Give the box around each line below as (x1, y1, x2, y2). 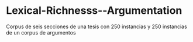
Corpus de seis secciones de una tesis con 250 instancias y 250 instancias (6, 23, 187, 30)
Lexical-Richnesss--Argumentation (6, 4, 182, 17)
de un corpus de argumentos (6, 29, 76, 36)
